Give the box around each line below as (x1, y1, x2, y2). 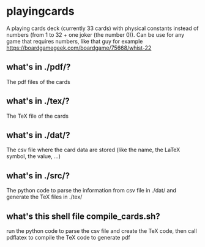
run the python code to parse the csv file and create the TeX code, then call (6, 227, 197, 234)
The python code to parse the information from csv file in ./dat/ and (6, 187, 176, 194)
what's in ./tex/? (6, 96, 70, 107)
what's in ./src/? (6, 170, 70, 181)
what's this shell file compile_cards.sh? (6, 211, 160, 221)
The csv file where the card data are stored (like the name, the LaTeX (6, 146, 181, 154)
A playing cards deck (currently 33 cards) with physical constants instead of (6, 25, 199, 32)
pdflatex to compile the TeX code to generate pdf (6, 234, 130, 241)
